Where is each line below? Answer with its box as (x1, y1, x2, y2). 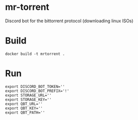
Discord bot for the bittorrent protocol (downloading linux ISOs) (5, 18, 134, 24)
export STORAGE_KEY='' (5, 97, 52, 102)
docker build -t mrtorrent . (5, 51, 65, 56)
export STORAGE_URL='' (5, 93, 52, 98)
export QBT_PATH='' (5, 110, 45, 115)
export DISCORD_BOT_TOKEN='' (5, 84, 65, 89)
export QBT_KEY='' (5, 106, 43, 111)
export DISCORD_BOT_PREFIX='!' (5, 88, 69, 93)
